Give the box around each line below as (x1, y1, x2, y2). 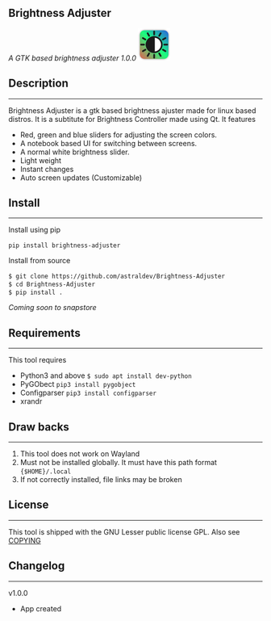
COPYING (8, 535, 42, 545)
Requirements (8, 326, 81, 340)
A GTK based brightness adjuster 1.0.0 (8, 52, 137, 63)
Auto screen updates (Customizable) (19, 173, 143, 183)
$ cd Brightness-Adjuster (8, 280, 95, 289)
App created (19, 603, 62, 613)
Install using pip (8, 225, 61, 235)
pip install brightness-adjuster (8, 241, 121, 250)
